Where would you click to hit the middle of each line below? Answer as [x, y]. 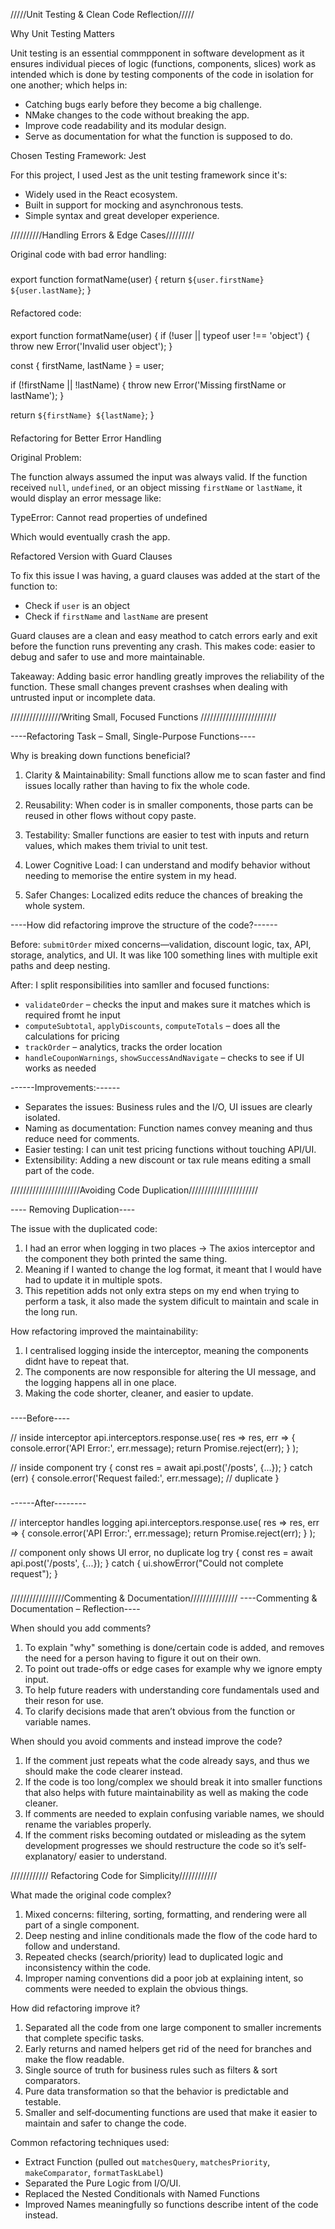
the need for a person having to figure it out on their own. [143, 1658]
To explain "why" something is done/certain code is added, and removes [174, 1648]
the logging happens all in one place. [100, 1382]
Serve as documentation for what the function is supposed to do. [158, 136]
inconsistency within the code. [88, 1968]
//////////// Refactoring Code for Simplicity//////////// [114, 1876]
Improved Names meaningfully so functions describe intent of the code [171, 2205]
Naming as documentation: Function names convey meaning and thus [168, 1128]
